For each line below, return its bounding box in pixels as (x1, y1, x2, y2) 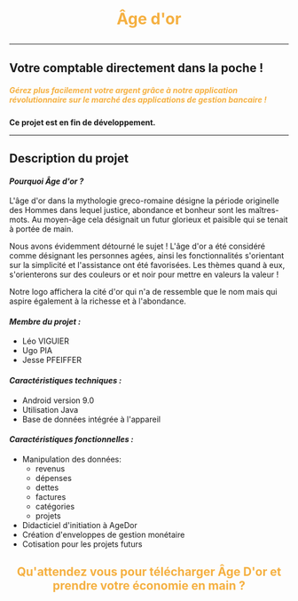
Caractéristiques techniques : (9, 375, 122, 385)
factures (35, 491, 67, 502)
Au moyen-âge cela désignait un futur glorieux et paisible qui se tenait (31, 214, 288, 225)
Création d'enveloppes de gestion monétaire (21, 529, 185, 540)
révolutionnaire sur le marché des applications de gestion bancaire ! (9, 94, 268, 106)
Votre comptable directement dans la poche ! (9, 60, 263, 75)
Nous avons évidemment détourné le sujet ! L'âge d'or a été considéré (9, 241, 266, 252)
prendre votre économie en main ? (52, 578, 246, 594)
